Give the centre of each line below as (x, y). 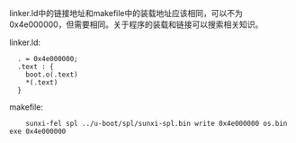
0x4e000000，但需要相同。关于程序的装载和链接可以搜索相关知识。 (136, 24)
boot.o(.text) (52, 75)
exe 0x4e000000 (38, 131)
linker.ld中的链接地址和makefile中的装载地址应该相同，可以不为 (126, 13)
